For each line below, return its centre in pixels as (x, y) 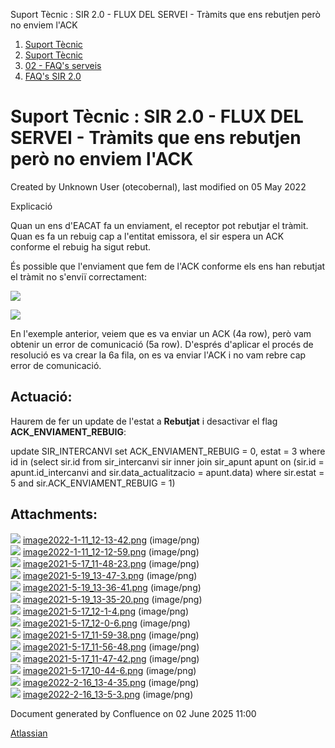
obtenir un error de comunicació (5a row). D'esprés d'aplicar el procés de (162, 344)
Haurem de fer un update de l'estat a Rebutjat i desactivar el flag (144, 421)
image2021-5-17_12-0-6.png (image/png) (106, 623)
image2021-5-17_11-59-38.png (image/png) (111, 635)
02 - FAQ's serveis (63, 65)
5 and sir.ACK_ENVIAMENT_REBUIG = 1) (93, 483)
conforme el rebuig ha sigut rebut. (81, 246)
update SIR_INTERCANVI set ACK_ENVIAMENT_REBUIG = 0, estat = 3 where (168, 451)
